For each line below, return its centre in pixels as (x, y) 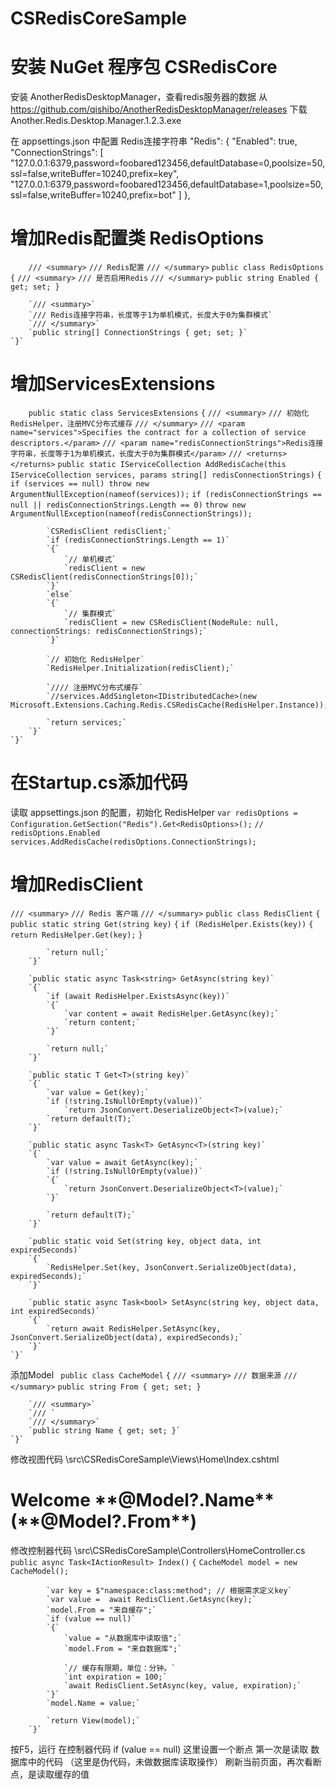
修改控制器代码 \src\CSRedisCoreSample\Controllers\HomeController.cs (158, 1550)
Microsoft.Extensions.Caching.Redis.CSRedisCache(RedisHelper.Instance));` (171, 705)
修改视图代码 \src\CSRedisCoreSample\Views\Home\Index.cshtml (145, 1459)
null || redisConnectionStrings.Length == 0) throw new (128, 505)
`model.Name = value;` (93, 1703)
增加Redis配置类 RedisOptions (137, 238)
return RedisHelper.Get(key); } (76, 935)
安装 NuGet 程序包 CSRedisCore (144, 67)
